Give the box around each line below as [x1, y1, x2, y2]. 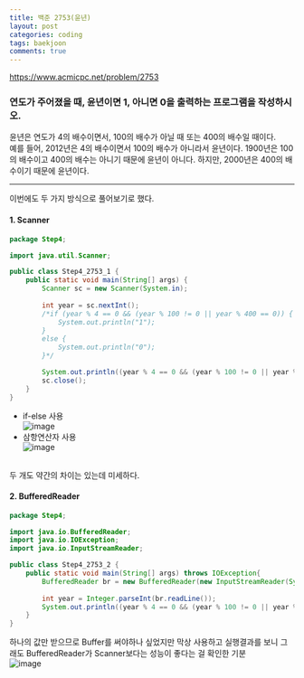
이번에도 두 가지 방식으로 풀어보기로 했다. [9, 193, 155, 204]
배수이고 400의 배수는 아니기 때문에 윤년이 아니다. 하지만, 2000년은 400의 [18, 155, 283, 165]
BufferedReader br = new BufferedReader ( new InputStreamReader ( [42, 577, 290, 586]
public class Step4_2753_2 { [9, 560, 119, 570]
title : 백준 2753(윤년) [9, 13, 91, 23]
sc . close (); [42, 376, 88, 385]
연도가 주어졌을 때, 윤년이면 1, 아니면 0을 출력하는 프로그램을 [9, 96, 256, 108]
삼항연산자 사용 [22, 431, 77, 442]
